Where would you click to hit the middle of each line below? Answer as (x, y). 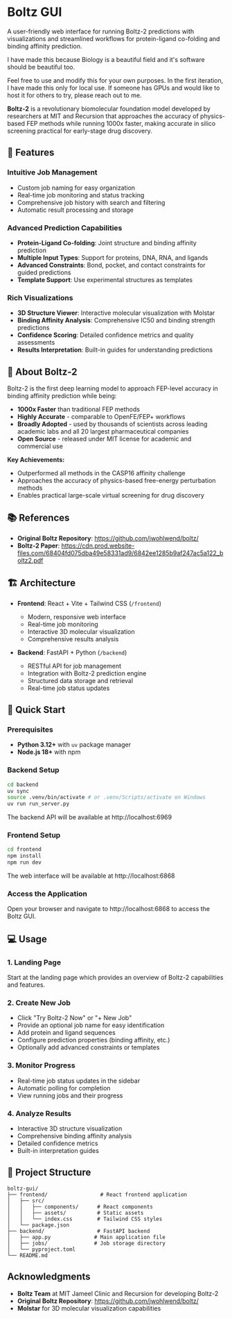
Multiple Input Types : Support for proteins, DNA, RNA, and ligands (113, 257)
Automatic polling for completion (64, 1088)
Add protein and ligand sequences (66, 1033)
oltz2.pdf (30, 560)
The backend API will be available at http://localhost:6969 (89, 817)
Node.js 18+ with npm (49, 752)
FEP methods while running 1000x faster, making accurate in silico (121, 123)
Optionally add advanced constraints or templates (88, 1047)
